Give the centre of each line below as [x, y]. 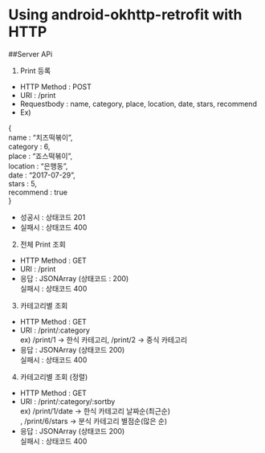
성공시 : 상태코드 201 [53, 217]
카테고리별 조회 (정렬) [54, 377]
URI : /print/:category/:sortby [67, 401]
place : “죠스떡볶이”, [41, 156]
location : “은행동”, [38, 165]
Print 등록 [35, 71]
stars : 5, [23, 183]
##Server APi [31, 54]
